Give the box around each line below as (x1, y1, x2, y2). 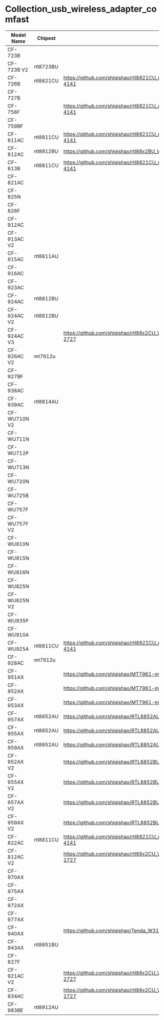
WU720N (7, 478, 29, 484)
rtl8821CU (34, 77, 59, 84)
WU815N (7, 555, 29, 562)
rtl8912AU (34, 1004, 59, 1011)
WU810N (7, 540, 29, 547)
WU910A (7, 631, 29, 638)
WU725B (7, 492, 29, 499)
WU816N (7, 568, 29, 575)
